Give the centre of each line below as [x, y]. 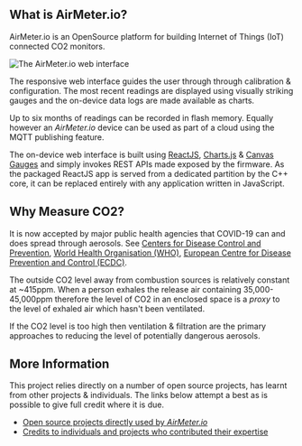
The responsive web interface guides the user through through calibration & [150, 81]
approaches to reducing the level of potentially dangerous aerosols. [135, 335]
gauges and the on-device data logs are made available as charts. [132, 100]
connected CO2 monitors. [57, 46]
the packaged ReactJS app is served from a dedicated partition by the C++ [149, 173]
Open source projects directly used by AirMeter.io [115, 423]
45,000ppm [31, 299]
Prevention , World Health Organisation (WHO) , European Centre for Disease [150, 253]
